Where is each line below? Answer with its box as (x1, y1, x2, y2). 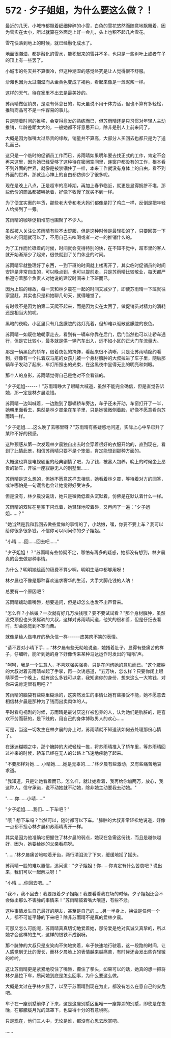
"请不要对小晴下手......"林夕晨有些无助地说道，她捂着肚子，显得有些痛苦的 (5, 644, 160, 650)
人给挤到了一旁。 (5, 206, 41, 212)
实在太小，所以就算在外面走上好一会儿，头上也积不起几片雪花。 (14, 29, 148, 35)
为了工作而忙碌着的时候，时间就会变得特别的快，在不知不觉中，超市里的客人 (5, 245, 166, 251)
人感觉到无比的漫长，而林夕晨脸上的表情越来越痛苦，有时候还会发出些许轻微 (5, 949, 166, 955)
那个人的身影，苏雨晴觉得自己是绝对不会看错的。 (5, 372, 108, 378)
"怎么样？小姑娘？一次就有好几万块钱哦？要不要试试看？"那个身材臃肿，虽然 (5, 610, 166, 616)
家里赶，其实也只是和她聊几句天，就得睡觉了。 (5, 292, 103, 298)
